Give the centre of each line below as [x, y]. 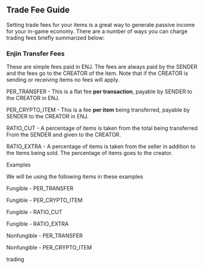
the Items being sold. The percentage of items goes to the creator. [90, 153]
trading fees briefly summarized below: [55, 38]
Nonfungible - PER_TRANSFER [45, 236]
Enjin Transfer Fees [36, 53]
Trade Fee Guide [38, 10]
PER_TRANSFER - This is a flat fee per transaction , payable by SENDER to [100, 91]
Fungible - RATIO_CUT [34, 212]
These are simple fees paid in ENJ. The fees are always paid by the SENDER [102, 67]
